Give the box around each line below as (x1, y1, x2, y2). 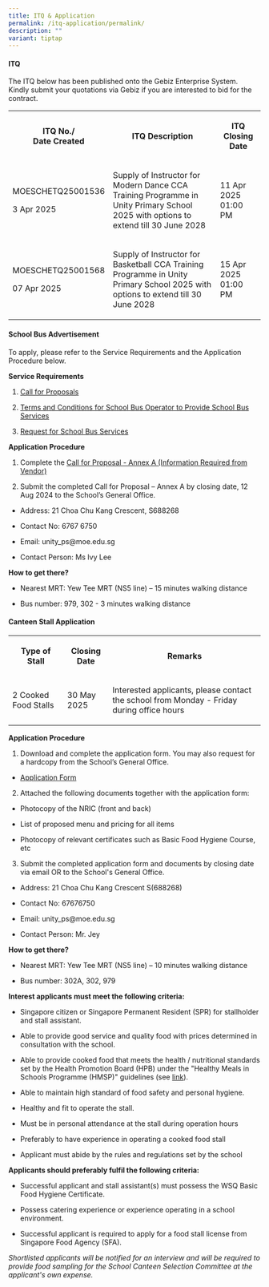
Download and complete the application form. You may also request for (19, 748, 255, 758)
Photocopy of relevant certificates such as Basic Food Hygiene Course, (19, 834, 256, 844)
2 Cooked (12, 689, 50, 700)
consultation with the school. (19, 1039, 116, 1049)
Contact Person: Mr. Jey (19, 929, 100, 938)
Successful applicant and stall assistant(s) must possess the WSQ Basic (19, 1180, 259, 1190)
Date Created (33, 135, 85, 147)
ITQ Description (131, 131, 194, 142)
